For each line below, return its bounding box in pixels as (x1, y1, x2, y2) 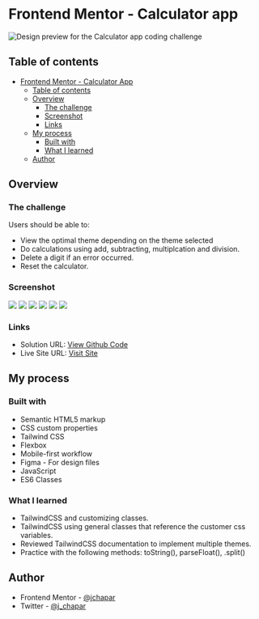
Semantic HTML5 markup (19, 414, 106, 424)
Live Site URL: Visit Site (19, 349, 99, 358)
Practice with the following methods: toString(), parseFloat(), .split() (19, 548, 245, 558)
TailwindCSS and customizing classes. (19, 513, 149, 523)
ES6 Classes (19, 474, 62, 484)
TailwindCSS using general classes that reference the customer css (19, 522, 246, 532)
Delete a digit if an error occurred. (19, 252, 134, 263)
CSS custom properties (19, 422, 99, 433)
